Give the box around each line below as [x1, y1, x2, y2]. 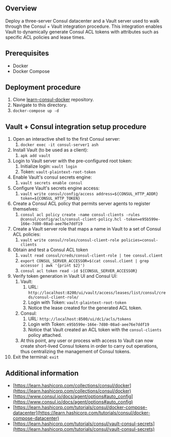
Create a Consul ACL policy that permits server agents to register [12, 200, 151, 207]
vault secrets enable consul [20, 181, 83, 186]
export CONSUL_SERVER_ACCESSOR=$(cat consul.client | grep [20, 259, 149, 264]
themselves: [12, 206, 39, 212]
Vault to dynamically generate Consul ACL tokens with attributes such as [5, 28, 159, 35]
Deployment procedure [5, 83, 81, 92]
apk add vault [20, 154, 51, 159]
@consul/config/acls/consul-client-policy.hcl [20, 217, 122, 222]
